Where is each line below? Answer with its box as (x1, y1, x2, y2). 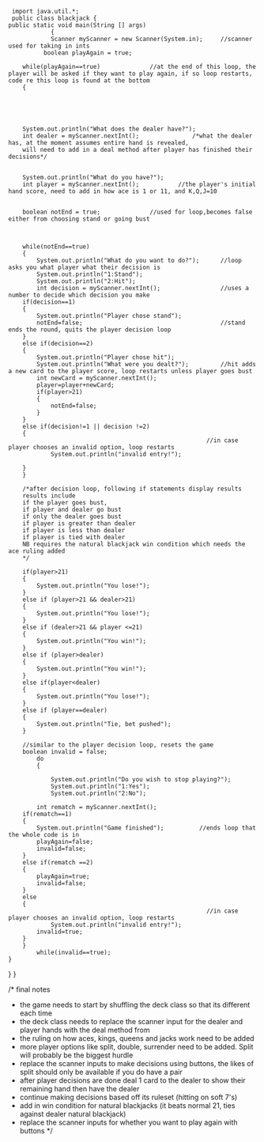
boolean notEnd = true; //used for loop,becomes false (22, 208, 253, 216)
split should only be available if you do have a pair (19, 1068, 183, 1076)
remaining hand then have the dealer (19, 1084, 140, 1093)
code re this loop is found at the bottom (8, 77, 150, 85)
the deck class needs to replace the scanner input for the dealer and (19, 1017, 243, 1026)
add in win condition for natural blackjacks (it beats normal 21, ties (19, 1101, 236, 1110)
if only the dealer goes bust (22, 512, 123, 520)
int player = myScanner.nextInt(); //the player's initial (22, 180, 257, 188)
